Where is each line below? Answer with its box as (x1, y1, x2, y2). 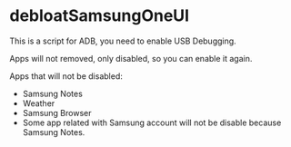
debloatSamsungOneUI (9, 5, 189, 26)
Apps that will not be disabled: (9, 70, 123, 82)
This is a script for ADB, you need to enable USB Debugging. (9, 35, 236, 46)
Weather (22, 97, 55, 109)
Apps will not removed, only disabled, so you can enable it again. (9, 53, 253, 64)
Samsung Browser (22, 107, 92, 118)
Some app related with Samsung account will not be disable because (22, 117, 282, 128)
